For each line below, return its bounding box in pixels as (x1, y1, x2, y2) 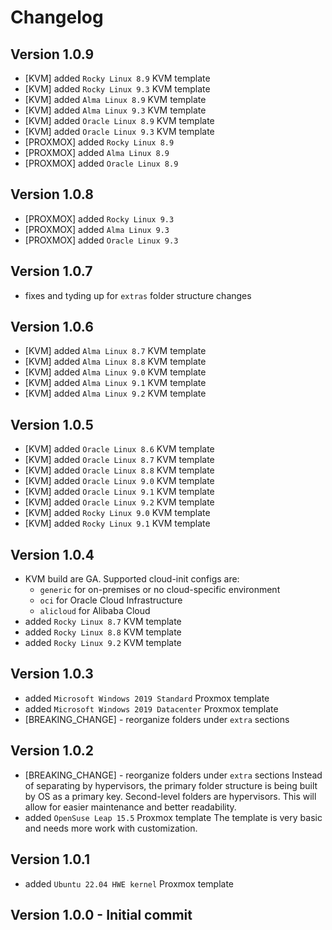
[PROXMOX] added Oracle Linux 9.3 (24, 234, 179, 246)
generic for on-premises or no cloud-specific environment (39, 584, 281, 596)
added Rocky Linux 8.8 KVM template (24, 626, 182, 638)
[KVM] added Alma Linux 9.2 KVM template (24, 387, 207, 400)
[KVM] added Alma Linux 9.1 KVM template (24, 377, 207, 389)
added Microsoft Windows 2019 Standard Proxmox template (24, 692, 270, 704)
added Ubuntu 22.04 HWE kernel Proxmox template (24, 877, 235, 890)
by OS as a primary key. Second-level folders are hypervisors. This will (24, 790, 317, 802)
